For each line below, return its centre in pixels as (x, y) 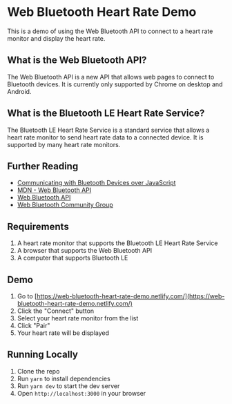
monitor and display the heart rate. (56, 38)
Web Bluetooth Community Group (65, 205)
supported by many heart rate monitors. (64, 144)
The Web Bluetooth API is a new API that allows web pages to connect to (111, 77)
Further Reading (43, 166)
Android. (19, 91)
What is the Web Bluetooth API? (77, 60)
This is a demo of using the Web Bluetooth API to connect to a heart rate (110, 31)
